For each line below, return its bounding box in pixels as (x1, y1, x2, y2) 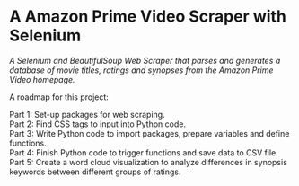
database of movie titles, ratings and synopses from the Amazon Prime (9, 65, 274, 75)
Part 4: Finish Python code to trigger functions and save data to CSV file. (9, 146, 278, 158)
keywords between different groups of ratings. (9, 166, 181, 177)
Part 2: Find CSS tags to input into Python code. (9, 119, 187, 129)
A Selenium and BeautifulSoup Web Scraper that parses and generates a (9, 55, 281, 66)
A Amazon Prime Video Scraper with (9, 6, 287, 27)
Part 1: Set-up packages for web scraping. (9, 109, 165, 120)
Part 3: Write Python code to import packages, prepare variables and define (9, 128, 290, 138)
